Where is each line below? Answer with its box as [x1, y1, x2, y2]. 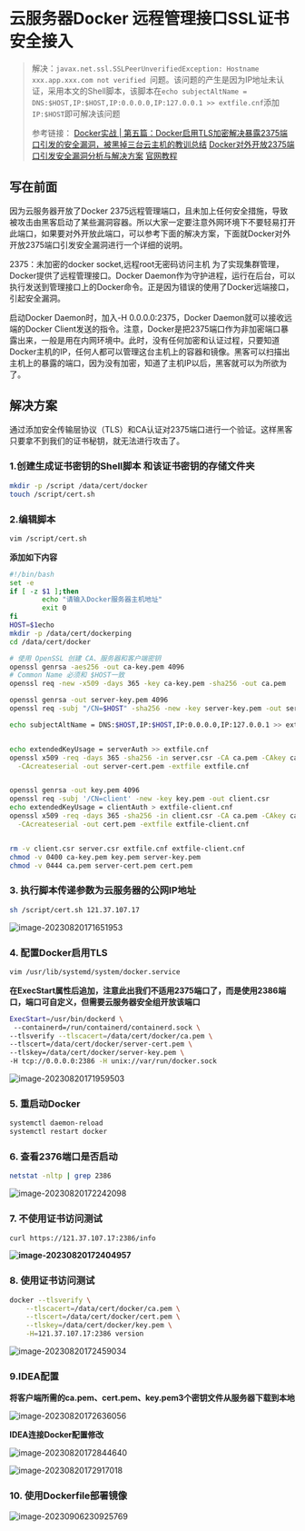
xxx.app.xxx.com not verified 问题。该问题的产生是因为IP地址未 [31, 74, 277, 85]
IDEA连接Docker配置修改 [9, 1429, 104, 1440]
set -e [9, 578, 34, 587]
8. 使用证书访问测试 [9, 1274, 95, 1287]
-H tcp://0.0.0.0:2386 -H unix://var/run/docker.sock [9, 1057, 218, 1066]
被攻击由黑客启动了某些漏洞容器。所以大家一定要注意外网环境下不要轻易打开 [9, 216, 296, 227]
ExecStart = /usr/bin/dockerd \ [9, 1014, 124, 1023]
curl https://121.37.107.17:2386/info [9, 1233, 156, 1243]
